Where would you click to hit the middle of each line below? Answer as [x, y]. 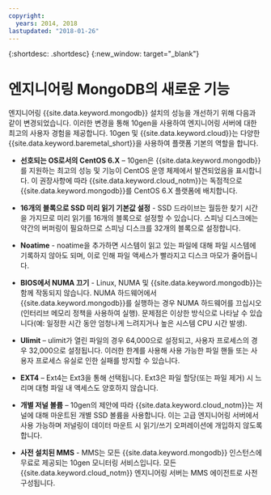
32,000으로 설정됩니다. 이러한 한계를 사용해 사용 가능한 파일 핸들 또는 [139, 351]
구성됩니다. [38, 483]
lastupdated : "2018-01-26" [54, 31]
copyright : [27, 16]
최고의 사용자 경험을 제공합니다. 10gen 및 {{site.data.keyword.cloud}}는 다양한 [134, 133]
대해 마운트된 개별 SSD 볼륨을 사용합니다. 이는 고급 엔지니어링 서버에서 [147, 415]
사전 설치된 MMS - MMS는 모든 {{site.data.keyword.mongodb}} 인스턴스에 [141, 453]
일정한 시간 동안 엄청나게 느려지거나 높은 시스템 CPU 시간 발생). [147, 324]
